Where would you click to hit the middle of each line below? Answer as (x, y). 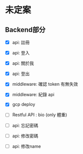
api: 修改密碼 (25, 136)
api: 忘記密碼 (25, 125)
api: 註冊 (21, 42)
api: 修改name (27, 146)
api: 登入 (21, 53)
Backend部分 (25, 30)
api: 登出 (21, 74)
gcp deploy (24, 104)
